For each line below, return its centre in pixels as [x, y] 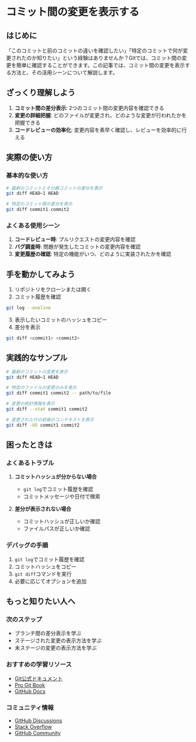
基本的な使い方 [27, 176]
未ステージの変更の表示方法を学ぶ [56, 648]
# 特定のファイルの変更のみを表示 [42, 388]
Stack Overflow [33, 727]
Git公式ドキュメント [39, 678]
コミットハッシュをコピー [45, 566]
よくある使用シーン [33, 225]
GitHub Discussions [38, 720]
